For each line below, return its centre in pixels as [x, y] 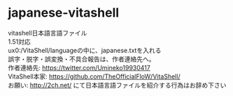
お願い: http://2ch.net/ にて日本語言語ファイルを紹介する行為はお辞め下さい [117, 85]
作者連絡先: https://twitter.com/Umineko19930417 [79, 67]
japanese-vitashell [64, 13]
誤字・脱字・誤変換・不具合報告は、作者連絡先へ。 [82, 59]
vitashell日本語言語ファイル [48, 33]
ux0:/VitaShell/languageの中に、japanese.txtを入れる [85, 50]
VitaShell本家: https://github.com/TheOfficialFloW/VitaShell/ [94, 76]
